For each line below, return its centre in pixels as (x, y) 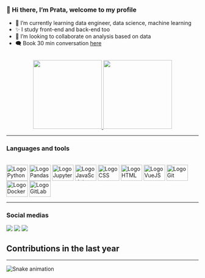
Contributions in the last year (63, 248)
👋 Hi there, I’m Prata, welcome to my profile (71, 10)
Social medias (27, 215)
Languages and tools (38, 148)
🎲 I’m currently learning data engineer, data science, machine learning (103, 23)
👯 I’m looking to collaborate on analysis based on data (83, 37)
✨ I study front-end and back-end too (63, 29)
